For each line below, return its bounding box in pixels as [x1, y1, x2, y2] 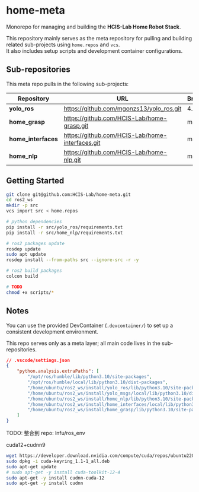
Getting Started [6, 176, 65, 186]
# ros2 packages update [6, 240, 65, 246]
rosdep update [6, 246, 41, 252]
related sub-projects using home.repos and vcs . [6, 41, 120, 48]
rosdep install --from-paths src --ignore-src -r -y [6, 257, 139, 263]
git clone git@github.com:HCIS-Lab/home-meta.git [6, 191, 131, 198]
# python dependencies [6, 219, 62, 225]
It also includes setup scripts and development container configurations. [6, 47, 183, 54]
